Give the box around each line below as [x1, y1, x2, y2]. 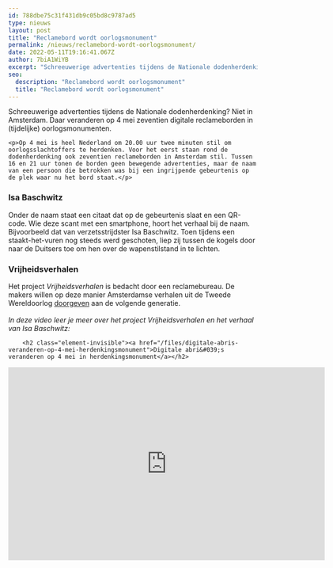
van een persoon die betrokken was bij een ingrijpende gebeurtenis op [8, 167, 249, 175]
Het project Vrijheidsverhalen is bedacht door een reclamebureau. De [8, 281, 235, 291]
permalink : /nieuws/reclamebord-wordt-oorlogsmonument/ [8, 41, 196, 49]
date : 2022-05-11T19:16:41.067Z [8, 48, 115, 56]
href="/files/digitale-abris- [138, 338, 239, 347]
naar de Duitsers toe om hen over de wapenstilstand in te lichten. [8, 243, 221, 254]
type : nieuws [8, 19, 51, 27]
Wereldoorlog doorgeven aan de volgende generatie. [8, 298, 180, 307]
